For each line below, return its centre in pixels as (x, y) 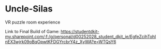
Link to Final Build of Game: (32, 31)
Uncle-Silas (29, 9)
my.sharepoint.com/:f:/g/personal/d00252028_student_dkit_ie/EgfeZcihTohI (80, 37)
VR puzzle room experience (33, 22)
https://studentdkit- (80, 31)
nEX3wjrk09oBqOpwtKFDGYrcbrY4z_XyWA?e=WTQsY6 (61, 41)
